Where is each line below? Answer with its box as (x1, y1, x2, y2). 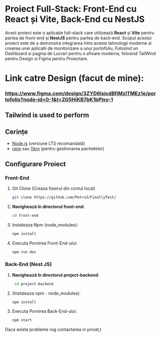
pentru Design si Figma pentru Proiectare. (5, 55, 88, 61)
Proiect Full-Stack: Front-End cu (5, 3, 137, 15)
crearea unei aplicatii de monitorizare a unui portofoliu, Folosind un (5, 45, 138, 51)
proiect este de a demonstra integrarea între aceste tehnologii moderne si (5, 40, 152, 46)
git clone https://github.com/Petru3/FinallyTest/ (12, 195, 117, 200)
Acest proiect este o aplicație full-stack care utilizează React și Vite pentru (5, 30, 155, 35)
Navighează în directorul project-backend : (12, 272, 100, 278)
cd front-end (12, 213, 39, 218)
